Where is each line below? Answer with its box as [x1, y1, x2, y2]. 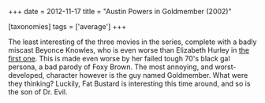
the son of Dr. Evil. [8, 87, 69, 97]
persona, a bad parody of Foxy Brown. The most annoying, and [8, 62, 214, 72]
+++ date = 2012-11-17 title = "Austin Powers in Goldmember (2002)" [8, 7, 232, 16]
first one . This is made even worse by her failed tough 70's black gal [8, 54, 230, 63]
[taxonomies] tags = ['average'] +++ [8, 22, 127, 31]
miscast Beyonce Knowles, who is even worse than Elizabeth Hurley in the [8, 46, 250, 54]
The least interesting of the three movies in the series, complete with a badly [8, 37, 257, 46]
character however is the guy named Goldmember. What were [46, 71, 248, 79]
